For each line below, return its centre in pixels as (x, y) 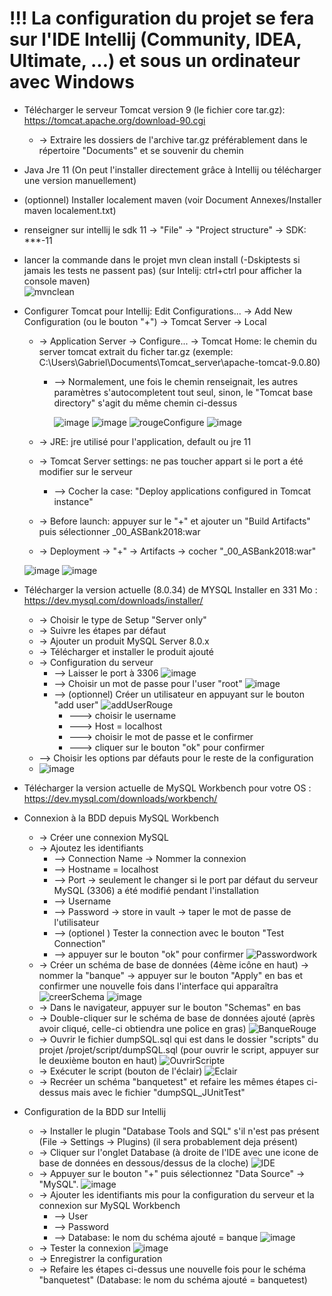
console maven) (57, 281)
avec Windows (72, 82)
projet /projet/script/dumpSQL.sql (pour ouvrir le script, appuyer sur (178, 1049)
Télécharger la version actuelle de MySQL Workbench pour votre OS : (167, 788)
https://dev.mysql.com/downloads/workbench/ (120, 798)
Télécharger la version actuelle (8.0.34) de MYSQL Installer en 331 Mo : (170, 589)
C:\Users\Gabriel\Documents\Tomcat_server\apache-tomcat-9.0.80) (179, 362)
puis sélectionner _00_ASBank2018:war (119, 531)
